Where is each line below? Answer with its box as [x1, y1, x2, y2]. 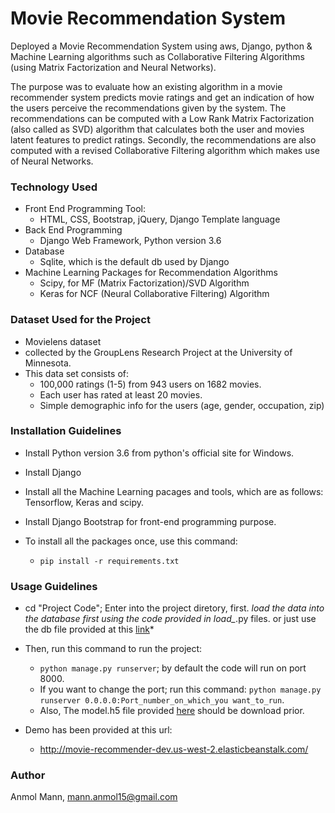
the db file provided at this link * [24, 623, 155, 636]
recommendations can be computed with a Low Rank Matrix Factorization [10, 112, 315, 124]
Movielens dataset [24, 335, 102, 347]
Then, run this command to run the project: [24, 643, 203, 655]
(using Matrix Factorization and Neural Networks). [10, 61, 217, 73]
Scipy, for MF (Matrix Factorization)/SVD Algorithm [39, 277, 250, 289]
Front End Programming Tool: [24, 203, 147, 215]
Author [10, 768, 46, 782]
